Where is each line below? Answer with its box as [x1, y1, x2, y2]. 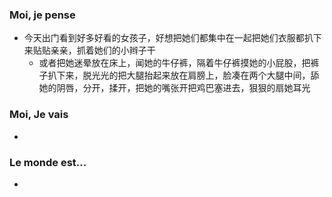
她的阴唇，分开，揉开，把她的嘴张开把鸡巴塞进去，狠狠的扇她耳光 [38, 82, 311, 94]
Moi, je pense [9, 8, 76, 22]
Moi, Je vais [9, 108, 69, 122]
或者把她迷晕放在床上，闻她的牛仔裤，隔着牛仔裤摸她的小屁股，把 [38, 57, 311, 69]
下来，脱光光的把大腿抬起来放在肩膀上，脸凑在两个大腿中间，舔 [56, 69, 320, 82]
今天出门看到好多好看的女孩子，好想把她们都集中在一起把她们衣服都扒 [23, 32, 314, 44]
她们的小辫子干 [93, 44, 156, 57]
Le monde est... [9, 155, 87, 169]
